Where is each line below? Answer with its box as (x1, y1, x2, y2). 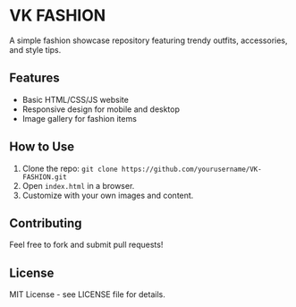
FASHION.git (21, 172, 67, 182)
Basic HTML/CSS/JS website (21, 94, 130, 105)
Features (9, 71, 60, 86)
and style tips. (9, 44, 62, 55)
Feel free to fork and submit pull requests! (9, 239, 164, 251)
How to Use (9, 140, 75, 155)
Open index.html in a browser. (21, 180, 135, 191)
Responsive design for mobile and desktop (21, 104, 181, 115)
